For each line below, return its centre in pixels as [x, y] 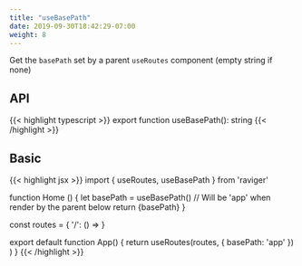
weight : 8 [28, 34]
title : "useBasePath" [50, 18]
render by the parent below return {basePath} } [97, 207]
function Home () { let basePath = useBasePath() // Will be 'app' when [140, 197]
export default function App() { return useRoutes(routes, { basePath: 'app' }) [152, 242]
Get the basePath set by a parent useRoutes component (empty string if [141, 61]
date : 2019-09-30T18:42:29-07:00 [73, 26]
